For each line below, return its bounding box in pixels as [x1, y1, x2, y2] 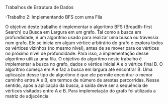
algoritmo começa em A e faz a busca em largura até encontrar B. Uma [5, 66, 153, 72]
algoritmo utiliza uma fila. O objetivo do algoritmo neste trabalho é [5, 56, 142, 62]
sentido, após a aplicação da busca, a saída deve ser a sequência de [5, 82, 148, 88]
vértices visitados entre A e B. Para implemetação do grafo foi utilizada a [5, 88, 156, 93]
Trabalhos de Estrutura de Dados [5, 5, 74, 10]
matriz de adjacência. [5, 93, 50, 99]
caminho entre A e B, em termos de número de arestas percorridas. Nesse [5, 77, 159, 83]
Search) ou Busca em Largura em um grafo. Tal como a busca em [5, 29, 142, 35]
